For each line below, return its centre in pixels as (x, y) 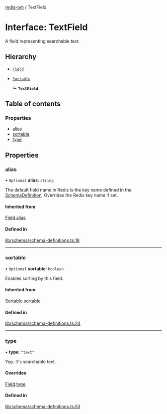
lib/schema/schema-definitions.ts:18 (42, 240)
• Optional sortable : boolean (34, 268)
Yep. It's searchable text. (31, 362)
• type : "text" (20, 352)
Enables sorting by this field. (34, 278)
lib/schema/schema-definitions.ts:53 (43, 407)
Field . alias (15, 218)
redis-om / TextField (26, 7)
